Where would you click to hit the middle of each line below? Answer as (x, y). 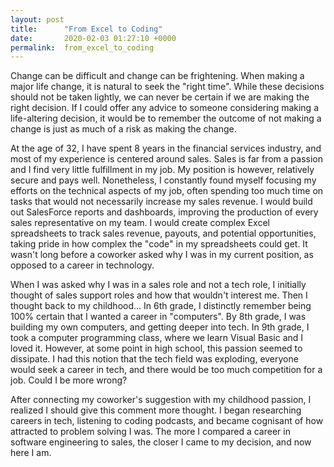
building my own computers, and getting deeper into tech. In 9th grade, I (160, 327)
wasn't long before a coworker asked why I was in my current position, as (162, 255)
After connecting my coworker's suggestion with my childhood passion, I (161, 400)
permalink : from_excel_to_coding (82, 47)
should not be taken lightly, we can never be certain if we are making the (160, 97)
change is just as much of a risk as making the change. (123, 129)
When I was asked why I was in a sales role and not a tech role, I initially (158, 285)
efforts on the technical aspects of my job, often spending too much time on (167, 191)
